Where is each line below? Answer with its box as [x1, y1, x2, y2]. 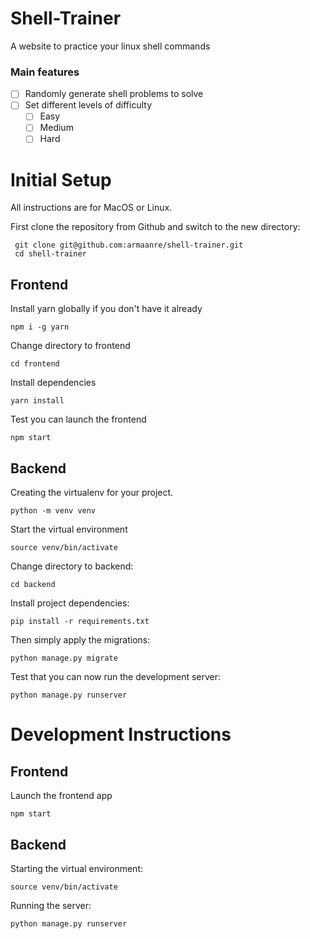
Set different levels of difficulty [24, 99, 152, 111]
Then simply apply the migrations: [10, 634, 151, 646]
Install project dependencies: [10, 597, 130, 609]
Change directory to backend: [10, 560, 134, 572]
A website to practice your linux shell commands [10, 40, 211, 52]
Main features [10, 65, 80, 79]
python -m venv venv [10, 506, 97, 516]
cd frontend [10, 359, 60, 369]
